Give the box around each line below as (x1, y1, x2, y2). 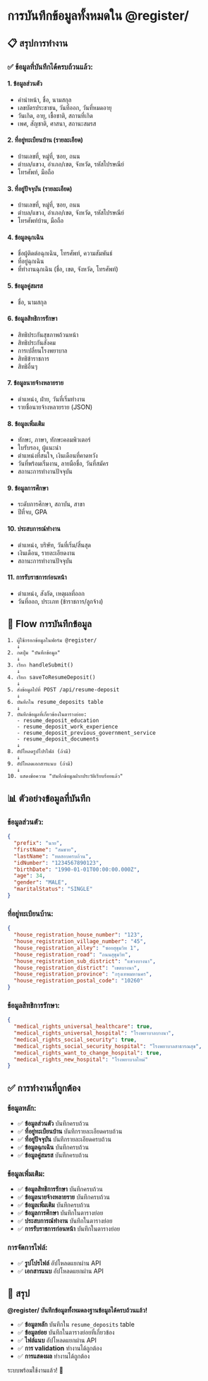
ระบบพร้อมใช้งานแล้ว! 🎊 (7, 1366, 63, 1375)
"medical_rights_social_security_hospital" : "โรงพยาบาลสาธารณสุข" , (13, 1042, 202, 1050)
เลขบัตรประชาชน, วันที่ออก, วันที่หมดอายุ (17, 103, 112, 111)
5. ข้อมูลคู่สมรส (7, 281, 44, 290)
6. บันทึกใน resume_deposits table (7, 698, 104, 705)
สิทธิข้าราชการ (17, 354, 49, 363)
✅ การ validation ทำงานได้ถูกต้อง (17, 1344, 102, 1353)
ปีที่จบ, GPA (17, 508, 48, 516)
